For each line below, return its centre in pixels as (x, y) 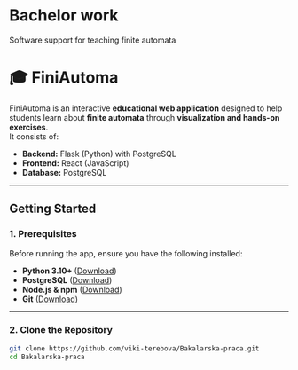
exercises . (29, 127)
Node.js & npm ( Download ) (72, 289)
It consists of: (34, 136)
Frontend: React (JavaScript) (75, 163)
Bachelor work (64, 16)
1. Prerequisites (43, 234)
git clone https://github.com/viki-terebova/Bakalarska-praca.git (134, 348)
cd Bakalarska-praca (47, 357)
